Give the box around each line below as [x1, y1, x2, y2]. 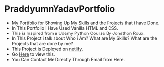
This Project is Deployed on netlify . [11, 46, 83, 52]
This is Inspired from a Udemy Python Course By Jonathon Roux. [11, 30, 145, 36]
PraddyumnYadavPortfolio [4, 3, 115, 15]
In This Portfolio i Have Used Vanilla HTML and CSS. [11, 25, 118, 31]
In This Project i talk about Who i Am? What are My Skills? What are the [11, 35, 157, 41]
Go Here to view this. [11, 51, 55, 57]
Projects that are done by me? [11, 40, 73, 46]
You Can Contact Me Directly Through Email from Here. [11, 56, 125, 62]
